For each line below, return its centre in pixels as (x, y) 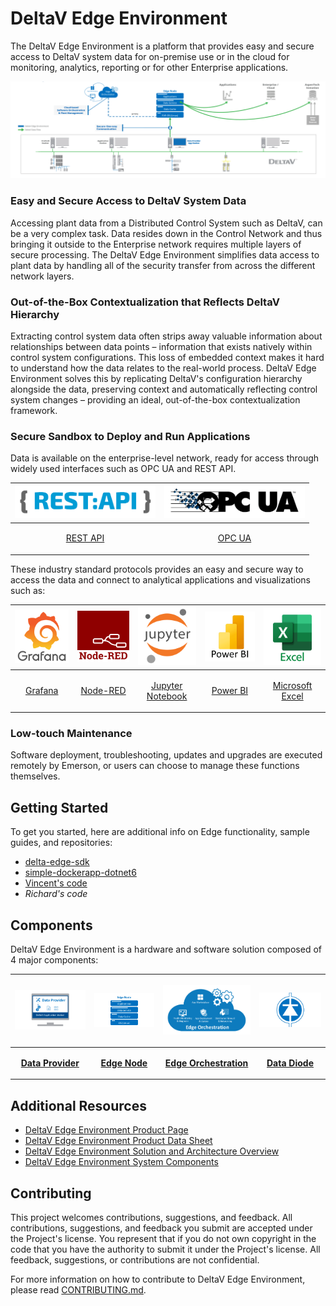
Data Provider (50, 1063)
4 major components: (54, 959)
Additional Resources (78, 1105)
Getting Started (59, 807)
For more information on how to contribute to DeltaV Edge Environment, (158, 1279)
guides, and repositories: (61, 843)
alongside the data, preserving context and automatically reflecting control (164, 389)
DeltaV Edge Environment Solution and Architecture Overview (152, 1151)
